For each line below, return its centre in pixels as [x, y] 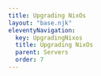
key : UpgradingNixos [49, 38]
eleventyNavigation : [42, 30]
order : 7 [30, 60]
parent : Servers [42, 52]
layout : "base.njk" [40, 23]
